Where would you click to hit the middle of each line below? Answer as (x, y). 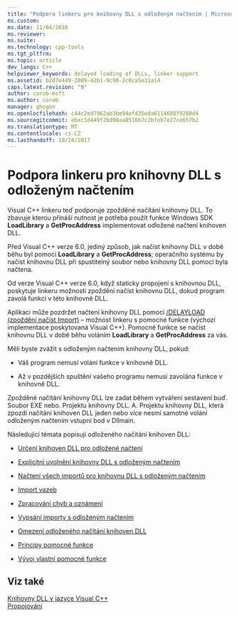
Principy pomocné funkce (55, 545)
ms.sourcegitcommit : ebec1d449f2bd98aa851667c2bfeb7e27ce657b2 (103, 120)
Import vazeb (37, 490)
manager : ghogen (31, 107)
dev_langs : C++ (30, 67)
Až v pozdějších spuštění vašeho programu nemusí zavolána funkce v (120, 377)
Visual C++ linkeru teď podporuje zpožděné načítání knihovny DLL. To (110, 210)
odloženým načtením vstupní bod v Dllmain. (71, 421)
